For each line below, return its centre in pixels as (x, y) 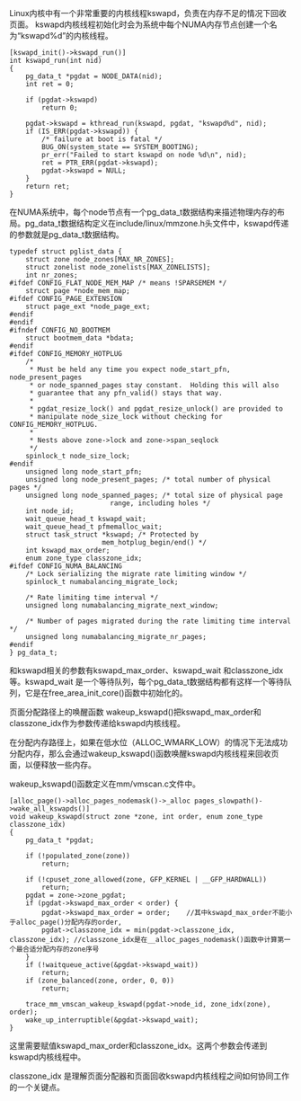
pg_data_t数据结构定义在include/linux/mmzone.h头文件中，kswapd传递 (157, 223)
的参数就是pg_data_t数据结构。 (66, 235)
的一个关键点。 (37, 1087)
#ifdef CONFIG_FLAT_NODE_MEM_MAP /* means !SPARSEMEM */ (118, 283)
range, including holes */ (160, 503)
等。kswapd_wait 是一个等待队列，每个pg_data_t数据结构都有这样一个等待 (147, 682)
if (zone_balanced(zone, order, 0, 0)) (100, 981)
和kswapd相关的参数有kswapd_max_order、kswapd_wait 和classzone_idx (146, 670)
